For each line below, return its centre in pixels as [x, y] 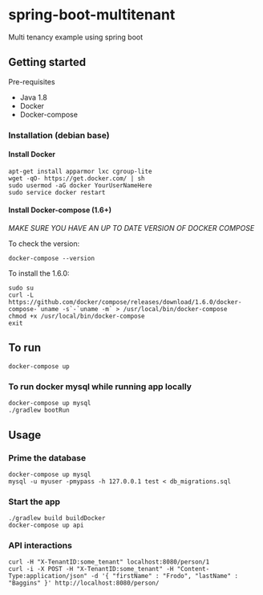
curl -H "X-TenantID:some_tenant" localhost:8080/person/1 [109, 562]
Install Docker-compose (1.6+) [60, 210]
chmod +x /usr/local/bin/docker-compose [77, 316]
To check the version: [44, 244]
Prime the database [47, 458]
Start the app [34, 502]
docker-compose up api [46, 525]
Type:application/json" [48, 577]
